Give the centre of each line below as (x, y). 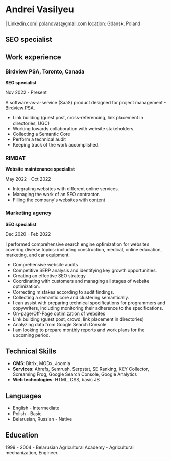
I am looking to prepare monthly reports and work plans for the (79, 330)
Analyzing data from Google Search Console (59, 324)
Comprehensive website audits (45, 264)
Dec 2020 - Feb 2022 (28, 234)
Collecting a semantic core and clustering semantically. (71, 297)
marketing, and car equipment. (38, 255)
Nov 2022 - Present (26, 92)
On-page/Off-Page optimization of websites (59, 313)
